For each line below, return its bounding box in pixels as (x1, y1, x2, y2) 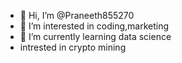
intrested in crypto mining (19, 41, 127, 53)
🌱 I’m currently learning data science (19, 31, 172, 42)
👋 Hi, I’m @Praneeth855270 (19, 10, 135, 21)
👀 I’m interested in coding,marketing (19, 20, 170, 32)
